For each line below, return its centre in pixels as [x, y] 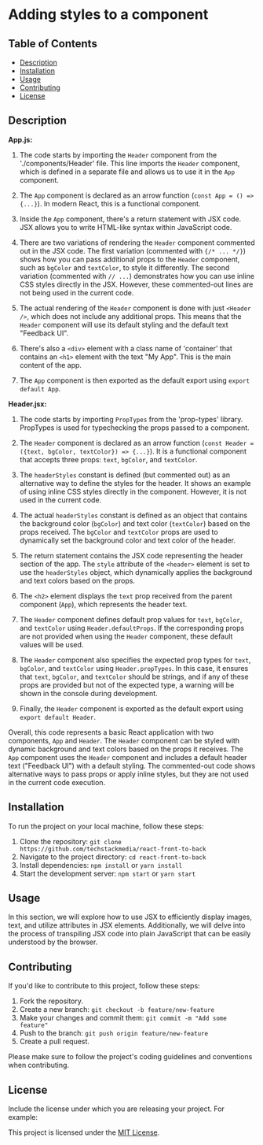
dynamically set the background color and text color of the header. [127, 540]
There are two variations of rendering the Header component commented [137, 243]
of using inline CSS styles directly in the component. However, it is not [133, 491]
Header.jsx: [27, 404]
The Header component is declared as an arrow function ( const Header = [137, 443]
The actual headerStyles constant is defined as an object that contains [133, 515]
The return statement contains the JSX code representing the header [131, 555]
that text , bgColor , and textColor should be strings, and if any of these [134, 676]
